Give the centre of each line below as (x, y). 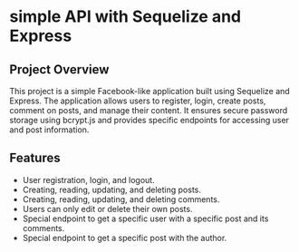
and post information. (49, 130)
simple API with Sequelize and (125, 17)
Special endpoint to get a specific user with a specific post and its (145, 218)
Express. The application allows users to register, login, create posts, (138, 101)
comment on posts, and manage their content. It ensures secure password (149, 110)
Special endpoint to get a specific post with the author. (125, 237)
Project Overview (59, 69)
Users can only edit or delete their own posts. (107, 208)
